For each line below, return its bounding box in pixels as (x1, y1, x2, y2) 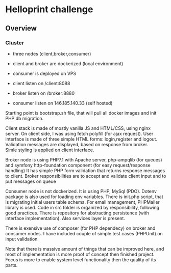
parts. (5, 262, 18, 268)
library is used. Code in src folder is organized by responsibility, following (5, 204, 160, 210)
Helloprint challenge (5, 4, 93, 15)
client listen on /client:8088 (12, 80, 70, 86)
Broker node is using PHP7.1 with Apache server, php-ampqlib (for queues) (5, 156, 162, 162)
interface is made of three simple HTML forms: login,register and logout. (5, 136, 157, 142)
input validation (5, 236, 38, 242)
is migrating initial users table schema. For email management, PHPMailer (5, 199, 160, 205)
